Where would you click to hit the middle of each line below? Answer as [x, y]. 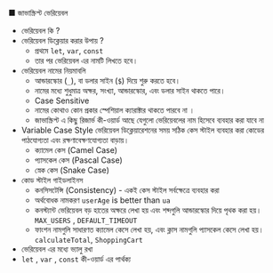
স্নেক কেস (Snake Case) [72, 170]
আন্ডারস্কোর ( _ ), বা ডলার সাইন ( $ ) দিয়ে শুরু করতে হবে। [108, 80]
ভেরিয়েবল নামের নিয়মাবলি [53, 71]
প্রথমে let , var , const [69, 51]
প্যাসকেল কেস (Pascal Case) [79, 160]
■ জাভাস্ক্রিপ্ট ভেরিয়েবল [38, 13]
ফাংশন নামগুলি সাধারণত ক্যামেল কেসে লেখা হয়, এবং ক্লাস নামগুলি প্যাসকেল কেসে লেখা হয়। [149, 229]
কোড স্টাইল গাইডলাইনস [52, 180]
